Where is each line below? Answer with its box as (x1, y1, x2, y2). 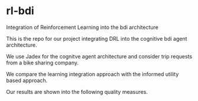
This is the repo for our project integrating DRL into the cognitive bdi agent (6, 35, 187, 42)
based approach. (6, 77, 48, 84)
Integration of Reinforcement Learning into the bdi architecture (6, 24, 158, 31)
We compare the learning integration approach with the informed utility (6, 70, 179, 77)
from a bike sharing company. (6, 59, 79, 66)
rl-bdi (6, 4, 34, 18)
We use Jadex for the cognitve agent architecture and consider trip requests (6, 53, 193, 60)
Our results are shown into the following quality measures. (6, 88, 148, 95)
